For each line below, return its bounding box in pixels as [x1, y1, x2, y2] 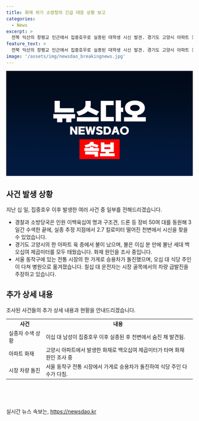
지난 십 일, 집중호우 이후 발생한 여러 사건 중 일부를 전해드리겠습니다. [6, 206, 162, 213]
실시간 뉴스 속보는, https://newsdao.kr [6, 407, 97, 415]
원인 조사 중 [45, 354, 73, 361]
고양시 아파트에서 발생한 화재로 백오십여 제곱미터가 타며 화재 [45, 346, 185, 353]
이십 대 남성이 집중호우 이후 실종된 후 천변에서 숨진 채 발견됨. [45, 333, 185, 340]
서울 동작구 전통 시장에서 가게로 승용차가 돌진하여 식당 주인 [45, 363, 181, 371]
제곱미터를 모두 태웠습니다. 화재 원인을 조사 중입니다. [30, 248, 153, 255]
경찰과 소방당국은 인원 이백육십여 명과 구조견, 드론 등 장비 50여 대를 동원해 [14, 219, 187, 226]
